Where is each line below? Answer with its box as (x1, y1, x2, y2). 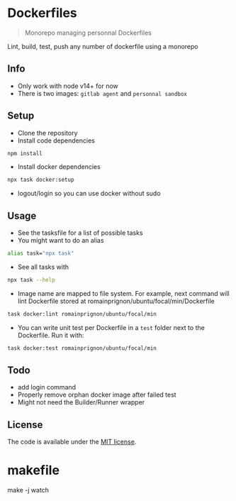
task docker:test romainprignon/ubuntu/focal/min (7, 344, 157, 352)
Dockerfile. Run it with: (17, 331, 84, 339)
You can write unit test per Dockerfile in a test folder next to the (17, 323, 206, 331)
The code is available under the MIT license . (7, 438, 137, 446)
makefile (7, 463, 60, 478)
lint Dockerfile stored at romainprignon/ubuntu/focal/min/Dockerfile (17, 297, 215, 305)
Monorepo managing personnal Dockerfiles (24, 28, 152, 37)
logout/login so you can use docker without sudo (17, 189, 161, 198)
